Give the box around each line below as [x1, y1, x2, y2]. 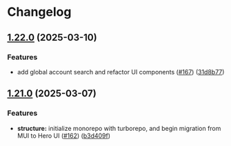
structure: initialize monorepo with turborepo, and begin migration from [17, 124, 221, 132]
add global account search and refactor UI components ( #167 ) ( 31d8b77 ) [17, 67, 225, 76]
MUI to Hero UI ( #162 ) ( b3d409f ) [17, 132, 111, 140]
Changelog [7, 4, 72, 20]
